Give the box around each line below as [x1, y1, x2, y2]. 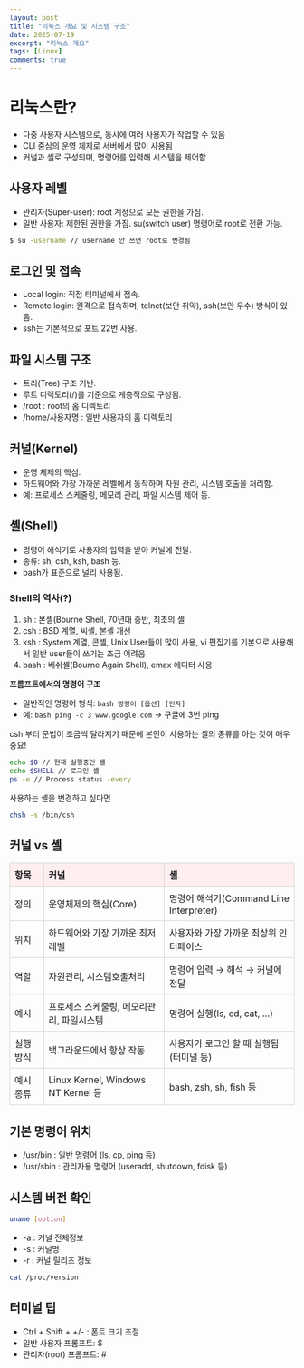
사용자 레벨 [9, 180, 68, 196]
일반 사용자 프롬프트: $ [22, 1337, 103, 1348]
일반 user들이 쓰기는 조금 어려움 [32, 648, 147, 659]
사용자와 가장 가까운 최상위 [168, 927, 277, 939]
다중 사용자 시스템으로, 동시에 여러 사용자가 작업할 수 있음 [22, 129, 226, 140]
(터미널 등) [168, 1051, 213, 1063]
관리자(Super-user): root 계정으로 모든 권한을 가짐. [22, 206, 204, 218]
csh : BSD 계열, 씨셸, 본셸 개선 [22, 626, 131, 636]
